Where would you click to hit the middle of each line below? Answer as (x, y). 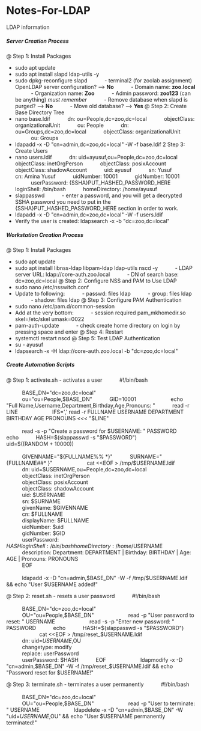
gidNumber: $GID (43, 533)
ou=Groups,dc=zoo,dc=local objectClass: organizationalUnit (98, 131)
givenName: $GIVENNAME (55, 507)
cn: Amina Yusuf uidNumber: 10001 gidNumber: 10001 (97, 176)
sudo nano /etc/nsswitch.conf (52, 287)
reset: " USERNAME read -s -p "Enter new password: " (90, 621)
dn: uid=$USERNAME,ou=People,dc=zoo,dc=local (84, 469)
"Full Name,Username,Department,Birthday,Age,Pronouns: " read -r (98, 405)
